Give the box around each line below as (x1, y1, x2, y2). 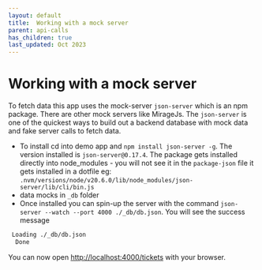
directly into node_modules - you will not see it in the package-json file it (19, 159, 254, 168)
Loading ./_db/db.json (11, 231, 87, 239)
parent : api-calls (8, 26, 69, 34)
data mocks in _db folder (19, 190, 99, 200)
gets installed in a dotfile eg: (19, 167, 112, 176)
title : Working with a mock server (8, 19, 129, 27)
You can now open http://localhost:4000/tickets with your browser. (8, 252, 226, 261)
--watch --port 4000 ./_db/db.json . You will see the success (44, 207, 245, 217)
